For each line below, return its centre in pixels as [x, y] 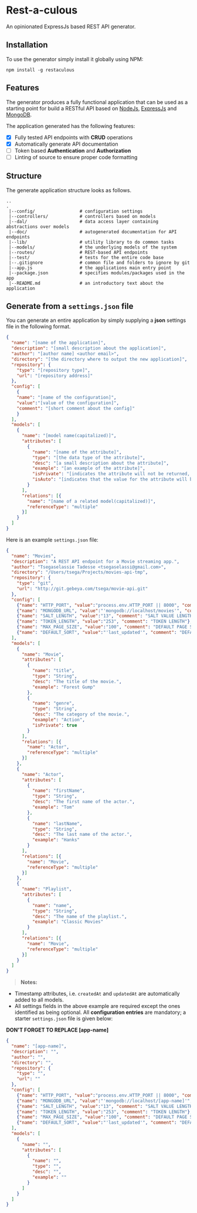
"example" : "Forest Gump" [64, 687]
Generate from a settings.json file [70, 306]
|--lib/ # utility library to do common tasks [91, 242]
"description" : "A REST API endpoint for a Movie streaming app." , [96, 562]
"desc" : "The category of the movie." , [81, 714]
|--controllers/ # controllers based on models [82, 216]
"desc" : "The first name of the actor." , [83, 802]
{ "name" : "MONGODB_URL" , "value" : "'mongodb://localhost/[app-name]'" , [105, 1101]
